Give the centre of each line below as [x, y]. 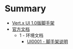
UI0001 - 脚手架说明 [47, 41]
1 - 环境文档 [31, 35]
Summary [25, 9]
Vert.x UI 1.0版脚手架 [33, 23]
